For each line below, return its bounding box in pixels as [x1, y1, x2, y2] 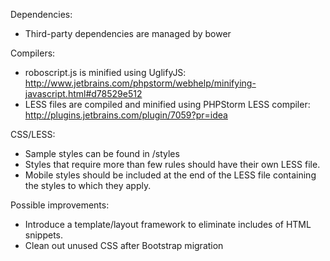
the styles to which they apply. [24, 180, 152, 191]
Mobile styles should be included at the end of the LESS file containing [24, 169, 317, 181]
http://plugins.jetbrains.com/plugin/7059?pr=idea [24, 109, 228, 121]
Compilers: [10, 47, 56, 59]
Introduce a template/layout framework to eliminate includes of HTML [24, 219, 312, 230]
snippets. [24, 229, 64, 241]
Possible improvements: [10, 199, 110, 211]
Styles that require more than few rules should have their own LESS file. [24, 159, 321, 170]
